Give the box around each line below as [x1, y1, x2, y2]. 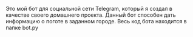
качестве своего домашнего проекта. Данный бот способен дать [5, 11, 177, 18]
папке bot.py [5, 24, 39, 31]
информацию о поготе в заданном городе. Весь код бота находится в [5, 18, 188, 24]
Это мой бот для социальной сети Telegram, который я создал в [5, 5, 172, 12]
